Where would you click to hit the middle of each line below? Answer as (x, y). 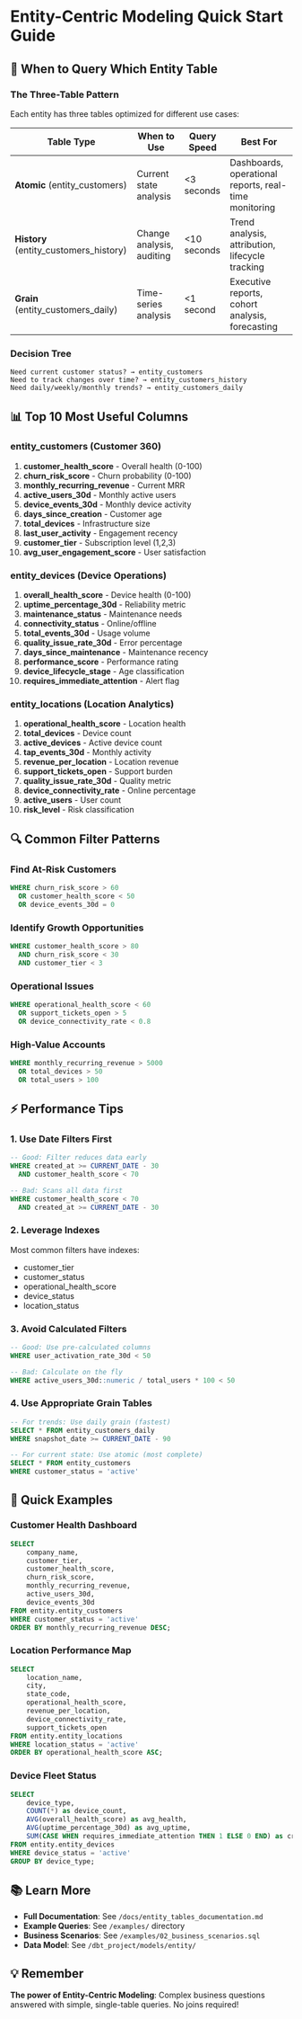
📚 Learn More (51, 1890)
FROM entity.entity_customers (67, 1611)
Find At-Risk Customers (64, 869)
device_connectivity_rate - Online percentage (109, 791)
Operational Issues (52, 986)
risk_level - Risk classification (78, 810)
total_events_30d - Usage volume (86, 633)
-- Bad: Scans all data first (67, 1190)
